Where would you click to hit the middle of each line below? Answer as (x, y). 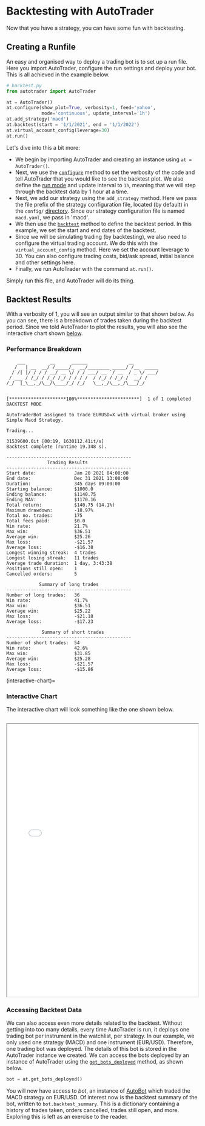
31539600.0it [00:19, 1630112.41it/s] (55, 441)
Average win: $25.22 (49, 611)
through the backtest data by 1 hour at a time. (72, 192)
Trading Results (67, 462)
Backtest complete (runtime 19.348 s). (57, 447)
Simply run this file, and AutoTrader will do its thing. (71, 281)
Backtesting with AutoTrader (80, 11)
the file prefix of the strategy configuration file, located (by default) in (102, 204)
